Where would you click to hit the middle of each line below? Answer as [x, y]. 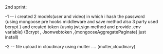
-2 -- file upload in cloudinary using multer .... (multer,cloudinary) [70, 46]
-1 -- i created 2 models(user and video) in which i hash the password [75, 16]
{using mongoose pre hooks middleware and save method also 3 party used [81, 22]
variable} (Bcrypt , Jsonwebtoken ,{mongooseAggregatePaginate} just [75, 32]
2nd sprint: [16, 7]
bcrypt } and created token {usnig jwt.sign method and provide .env [73, 27]
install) [12, 37]
